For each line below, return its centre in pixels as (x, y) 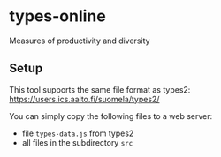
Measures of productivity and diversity (80, 41)
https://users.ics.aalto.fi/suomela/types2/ (84, 99)
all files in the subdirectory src (77, 142)
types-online (57, 16)
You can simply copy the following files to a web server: (111, 116)
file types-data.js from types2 (78, 133)
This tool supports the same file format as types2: (100, 89)
